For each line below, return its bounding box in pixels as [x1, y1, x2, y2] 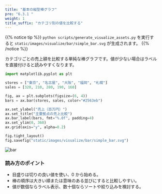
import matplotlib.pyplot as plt [5, 72, 73, 76]
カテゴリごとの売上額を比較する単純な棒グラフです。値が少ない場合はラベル [5, 56, 157, 62]
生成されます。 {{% [111, 41, 149, 46]
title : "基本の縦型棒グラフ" [5, 7, 57, 12]
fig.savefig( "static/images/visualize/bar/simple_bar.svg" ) [5, 138, 129, 143]
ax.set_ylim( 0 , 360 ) [5, 120, 47, 125]
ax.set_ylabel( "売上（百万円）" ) [5, 107, 67, 112]
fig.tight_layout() [5, 134, 44, 138]
